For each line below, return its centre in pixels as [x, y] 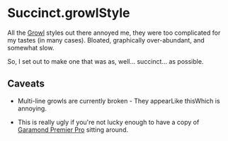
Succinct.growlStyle [69, 13]
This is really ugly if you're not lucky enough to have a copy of [108, 122]
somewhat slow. [31, 47]
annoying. [32, 108]
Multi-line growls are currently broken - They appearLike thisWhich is [119, 101]
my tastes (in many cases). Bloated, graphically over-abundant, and [106, 40]
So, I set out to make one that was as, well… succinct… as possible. [106, 61]
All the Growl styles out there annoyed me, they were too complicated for [114, 33]
